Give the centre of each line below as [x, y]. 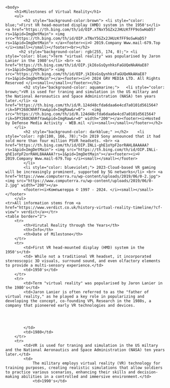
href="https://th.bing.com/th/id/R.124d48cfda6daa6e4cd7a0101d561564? [82, 105]
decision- [148, 372]
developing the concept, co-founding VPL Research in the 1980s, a [78, 301]
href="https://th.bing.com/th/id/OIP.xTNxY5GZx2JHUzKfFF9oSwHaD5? [84, 29]
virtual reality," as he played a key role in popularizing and [75, 296]
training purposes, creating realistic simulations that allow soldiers [84, 368]
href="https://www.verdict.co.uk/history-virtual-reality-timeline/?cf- [84, 207]
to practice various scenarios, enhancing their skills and [70, 372]
